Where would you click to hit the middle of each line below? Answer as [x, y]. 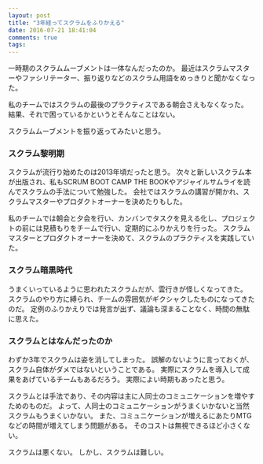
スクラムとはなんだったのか [60, 341]
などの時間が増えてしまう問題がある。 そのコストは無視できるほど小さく [126, 425]
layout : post [29, 15]
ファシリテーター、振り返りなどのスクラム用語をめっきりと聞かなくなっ [139, 78]
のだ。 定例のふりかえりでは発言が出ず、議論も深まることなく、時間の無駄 [129, 309]
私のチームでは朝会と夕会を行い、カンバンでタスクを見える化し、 [115, 218]
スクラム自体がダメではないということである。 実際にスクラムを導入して [126, 369]
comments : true [33, 37]
